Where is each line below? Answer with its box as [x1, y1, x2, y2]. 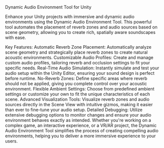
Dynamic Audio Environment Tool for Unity [5, 4, 92, 10]
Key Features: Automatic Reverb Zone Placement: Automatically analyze [5, 44, 152, 50]
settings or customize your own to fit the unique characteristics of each [5, 91, 150, 97]
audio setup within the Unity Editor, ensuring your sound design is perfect [5, 70, 155, 76]
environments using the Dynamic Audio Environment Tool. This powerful [5, 19, 152, 25]
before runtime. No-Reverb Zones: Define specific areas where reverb [5, 76, 148, 81]
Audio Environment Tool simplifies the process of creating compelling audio [5, 128, 159, 133]
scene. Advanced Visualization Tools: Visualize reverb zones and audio [5, 96, 150, 102]
